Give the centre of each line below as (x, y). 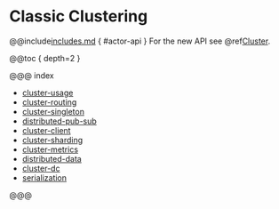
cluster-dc (41, 168)
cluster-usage (48, 92)
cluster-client (46, 130)
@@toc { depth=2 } (45, 58)
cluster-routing (49, 102)
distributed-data (52, 158)
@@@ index (32, 75)
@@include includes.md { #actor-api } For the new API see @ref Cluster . (140, 41)
